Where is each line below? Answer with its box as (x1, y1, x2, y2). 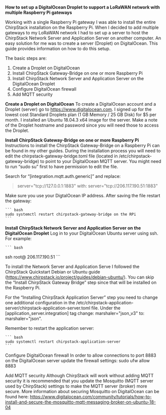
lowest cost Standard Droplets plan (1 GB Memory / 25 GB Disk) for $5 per (5, 112, 157, 118)
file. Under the (91, 305, 121, 311)
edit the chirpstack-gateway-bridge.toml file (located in (5, 153, 118, 159)
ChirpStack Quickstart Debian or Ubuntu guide (5, 269, 101, 275)
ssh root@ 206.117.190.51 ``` (5, 254, 60, 260)
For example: (5, 236, 32, 241)
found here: (5, 394, 29, 400)
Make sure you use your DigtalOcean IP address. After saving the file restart (5, 193, 161, 198)
